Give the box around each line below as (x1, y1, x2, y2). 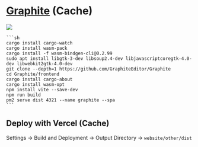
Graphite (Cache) (6, 4, 93, 18)
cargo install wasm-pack (6, 45, 68, 51)
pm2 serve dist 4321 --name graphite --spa (6, 97, 116, 103)
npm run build (6, 92, 41, 98)
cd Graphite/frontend (6, 71, 60, 77)
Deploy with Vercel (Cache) (6, 119, 110, 129)
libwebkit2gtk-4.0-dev (17, 60, 73, 66)
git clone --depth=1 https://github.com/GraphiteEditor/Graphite (6, 66, 171, 72)
